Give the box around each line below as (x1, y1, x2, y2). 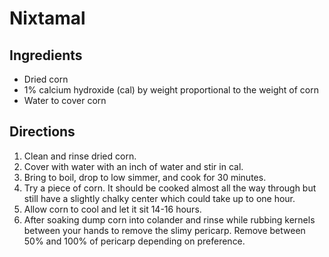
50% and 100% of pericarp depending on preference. (23, 235, 246, 247)
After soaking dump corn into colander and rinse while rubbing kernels (23, 213, 316, 226)
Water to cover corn (23, 95, 107, 106)
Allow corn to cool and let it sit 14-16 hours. (23, 203, 202, 215)
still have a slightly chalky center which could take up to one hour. (23, 192, 296, 204)
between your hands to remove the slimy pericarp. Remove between (23, 224, 306, 236)
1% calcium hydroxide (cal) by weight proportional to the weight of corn (23, 84, 319, 96)
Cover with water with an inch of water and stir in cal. (23, 160, 244, 172)
